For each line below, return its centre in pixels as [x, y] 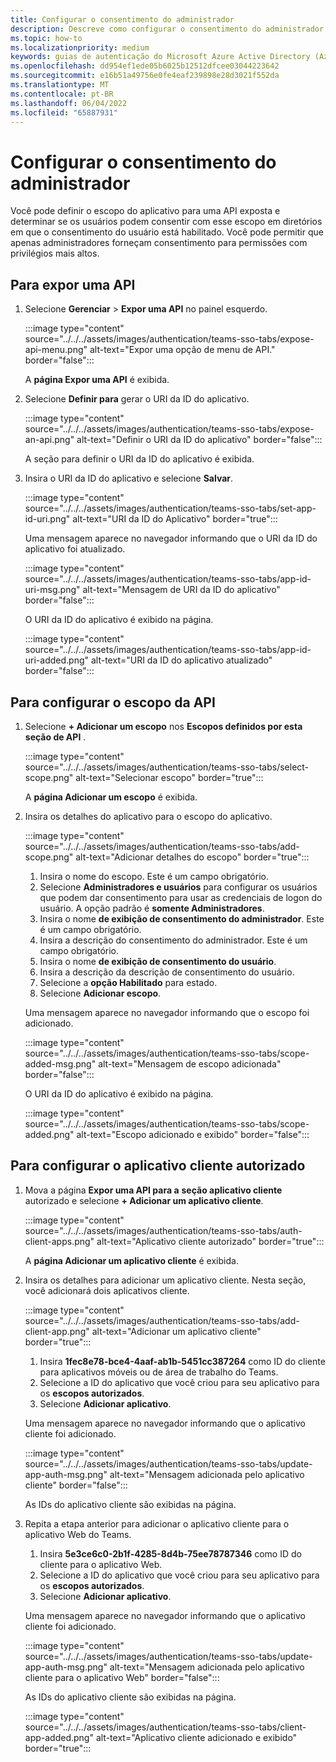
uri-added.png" [57, 660]
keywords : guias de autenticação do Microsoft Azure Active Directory [160, 57]
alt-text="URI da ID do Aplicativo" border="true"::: [175, 519]
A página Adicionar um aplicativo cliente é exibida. [131, 1260]
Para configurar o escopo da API [113, 702]
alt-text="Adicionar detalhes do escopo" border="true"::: [192, 857]
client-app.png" [57, 1331]
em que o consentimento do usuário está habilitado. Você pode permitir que [167, 232]
